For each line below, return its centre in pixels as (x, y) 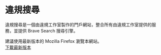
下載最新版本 (18, 47)
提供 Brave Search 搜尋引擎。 (48, 30)
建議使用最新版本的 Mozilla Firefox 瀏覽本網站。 (53, 41)
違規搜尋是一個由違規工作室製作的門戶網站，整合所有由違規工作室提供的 (78, 25)
